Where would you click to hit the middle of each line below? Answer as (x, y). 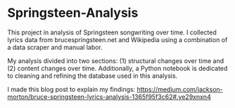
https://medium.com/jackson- (180, 89)
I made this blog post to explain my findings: (71, 89)
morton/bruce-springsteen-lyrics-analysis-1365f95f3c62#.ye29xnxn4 (109, 97)
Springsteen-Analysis (73, 13)
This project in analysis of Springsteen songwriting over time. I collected (112, 32)
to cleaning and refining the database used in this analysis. (93, 76)
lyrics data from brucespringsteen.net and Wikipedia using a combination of (118, 39)
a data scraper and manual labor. (55, 47)
